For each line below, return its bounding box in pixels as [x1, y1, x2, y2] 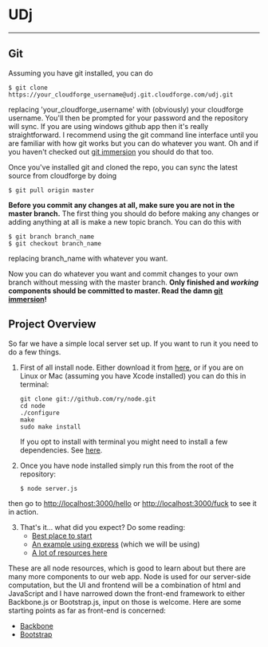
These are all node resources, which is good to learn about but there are [8, 563, 246, 573]
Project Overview [8, 317, 97, 331]
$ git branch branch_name [8, 233, 94, 241]
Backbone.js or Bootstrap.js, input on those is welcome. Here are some [8, 597, 242, 606]
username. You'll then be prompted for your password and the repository [8, 113, 249, 123]
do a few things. [8, 347, 61, 356]
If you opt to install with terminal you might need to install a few [19, 437, 228, 446]
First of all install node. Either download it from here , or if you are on [19, 363, 244, 372]
